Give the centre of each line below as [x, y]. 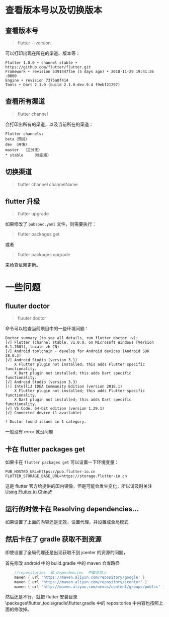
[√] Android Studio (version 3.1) [41, 360]
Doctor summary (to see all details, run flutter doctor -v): [72, 338]
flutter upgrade [33, 214]
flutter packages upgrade [44, 255]
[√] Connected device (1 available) [44, 413]
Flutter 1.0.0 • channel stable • [41, 63]
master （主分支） [24, 150]
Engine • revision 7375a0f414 [37, 81]
